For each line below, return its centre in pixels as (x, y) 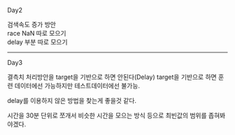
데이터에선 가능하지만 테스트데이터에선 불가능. (77, 86)
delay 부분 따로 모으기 (37, 42)
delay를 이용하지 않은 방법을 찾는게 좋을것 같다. (72, 100)
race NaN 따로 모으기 (37, 33)
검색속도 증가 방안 (31, 24)
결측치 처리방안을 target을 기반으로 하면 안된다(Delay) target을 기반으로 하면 (112, 77)
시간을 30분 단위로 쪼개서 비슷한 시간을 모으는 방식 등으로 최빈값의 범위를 (107, 115)
